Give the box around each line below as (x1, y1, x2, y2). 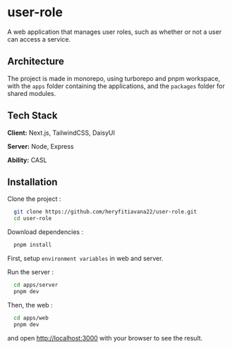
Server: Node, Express (7, 142, 74, 150)
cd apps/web (13, 314, 49, 322)
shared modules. (7, 89, 56, 97)
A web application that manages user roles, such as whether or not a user (7, 27, 222, 36)
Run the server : (7, 268, 54, 276)
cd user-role (13, 215, 52, 222)
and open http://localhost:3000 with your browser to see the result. (7, 333, 203, 342)
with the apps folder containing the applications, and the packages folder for (7, 82, 226, 90)
